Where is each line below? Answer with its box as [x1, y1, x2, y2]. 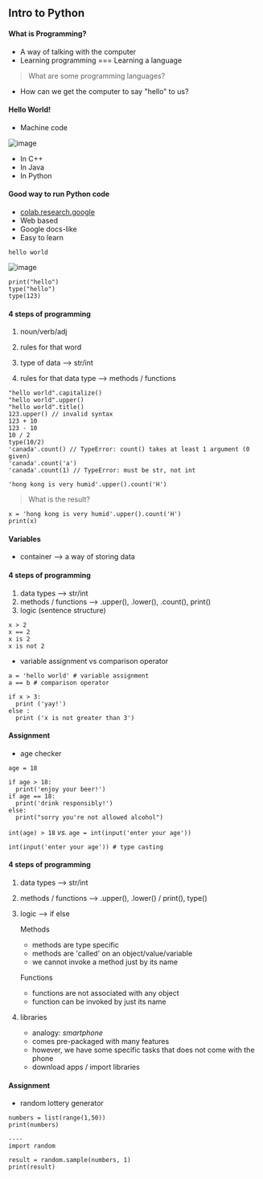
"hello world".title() [8, 403, 84, 411]
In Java [19, 162, 45, 172]
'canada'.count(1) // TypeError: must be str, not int [8, 466, 196, 475]
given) [8, 452, 31, 461]
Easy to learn [19, 233, 64, 242]
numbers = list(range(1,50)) [8, 1114, 106, 1122]
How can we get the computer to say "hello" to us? [19, 86, 189, 96]
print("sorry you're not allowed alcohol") [15, 813, 163, 821]
